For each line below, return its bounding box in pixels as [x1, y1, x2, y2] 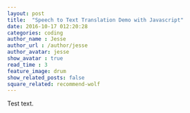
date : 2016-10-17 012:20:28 [7, 23, 88, 30]
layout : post [7, 10, 45, 17]
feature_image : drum [7, 68, 67, 74]
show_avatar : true [7, 55, 64, 62]
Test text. [7, 99, 34, 107]
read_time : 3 [7, 61, 48, 68]
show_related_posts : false [7, 74, 85, 81]
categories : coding [7, 29, 64, 37]
